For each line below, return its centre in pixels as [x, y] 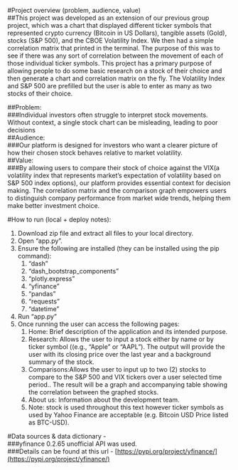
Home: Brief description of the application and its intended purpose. [128, 331]
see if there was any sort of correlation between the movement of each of [115, 56]
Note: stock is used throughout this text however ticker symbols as [126, 407]
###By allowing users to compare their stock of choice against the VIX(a [114, 168]
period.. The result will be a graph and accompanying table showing [128, 385]
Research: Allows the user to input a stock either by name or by [121, 339]
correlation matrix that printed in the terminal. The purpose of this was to [114, 48]
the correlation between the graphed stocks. [93, 392]
